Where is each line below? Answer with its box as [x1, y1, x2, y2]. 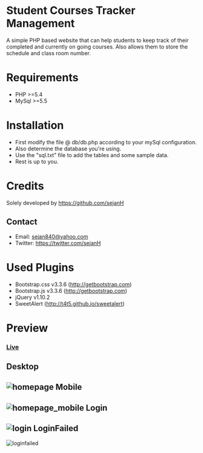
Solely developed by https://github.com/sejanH [6, 199, 124, 206]
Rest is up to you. [15, 158, 59, 165]
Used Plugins [6, 260, 75, 274]
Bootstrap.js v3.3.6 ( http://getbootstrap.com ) [15, 287, 127, 294]
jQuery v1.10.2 [15, 294, 50, 301]
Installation [6, 119, 64, 132]
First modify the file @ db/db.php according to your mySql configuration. [15, 138, 197, 146]
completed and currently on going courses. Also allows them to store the [6, 43, 188, 50]
